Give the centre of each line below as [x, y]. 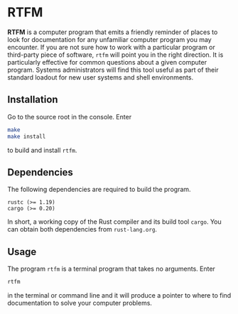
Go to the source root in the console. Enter [70, 117]
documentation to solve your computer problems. [80, 303]
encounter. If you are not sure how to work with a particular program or [111, 47]
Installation [33, 100]
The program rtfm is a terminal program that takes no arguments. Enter [111, 269]
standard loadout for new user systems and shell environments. [101, 77]
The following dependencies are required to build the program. [99, 190]
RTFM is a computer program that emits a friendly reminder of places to [113, 32]
